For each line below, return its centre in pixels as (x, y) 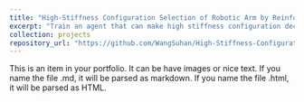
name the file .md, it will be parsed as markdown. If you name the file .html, (149, 79)
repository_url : (40, 43)
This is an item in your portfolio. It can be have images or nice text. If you (145, 69)
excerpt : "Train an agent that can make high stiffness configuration (145, 26)
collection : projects (50, 34)
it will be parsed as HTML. (58, 88)
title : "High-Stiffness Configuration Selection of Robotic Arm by (139, 18)
